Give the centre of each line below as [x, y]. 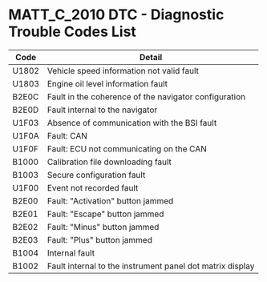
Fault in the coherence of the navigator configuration [146, 96]
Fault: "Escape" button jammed [105, 214]
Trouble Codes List [72, 32]
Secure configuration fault [96, 175]
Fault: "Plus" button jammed [99, 240]
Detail [151, 57]
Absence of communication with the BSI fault [132, 123]
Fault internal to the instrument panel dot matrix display [151, 266]
